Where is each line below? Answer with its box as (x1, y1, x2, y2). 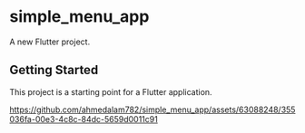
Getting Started (9, 62, 99, 78)
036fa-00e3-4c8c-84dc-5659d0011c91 (9, 113, 159, 124)
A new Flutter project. (9, 36, 91, 47)
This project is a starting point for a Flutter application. (9, 86, 212, 97)
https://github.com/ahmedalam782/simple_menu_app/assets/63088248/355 (9, 104, 296, 115)
